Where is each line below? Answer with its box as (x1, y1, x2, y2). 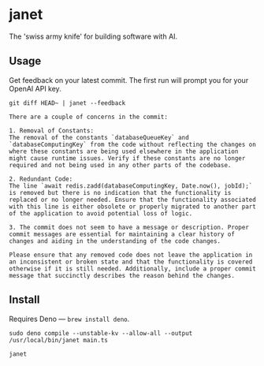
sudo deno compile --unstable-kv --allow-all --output (9, 329, 193, 337)
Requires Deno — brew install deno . (9, 314, 130, 323)
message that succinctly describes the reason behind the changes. (9, 271, 236, 279)
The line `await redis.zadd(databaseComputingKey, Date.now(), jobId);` (9, 181, 253, 190)
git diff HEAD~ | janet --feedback (9, 99, 126, 107)
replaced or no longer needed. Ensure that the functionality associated (9, 196, 257, 204)
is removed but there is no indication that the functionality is (9, 189, 232, 196)
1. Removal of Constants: (9, 126, 94, 135)
